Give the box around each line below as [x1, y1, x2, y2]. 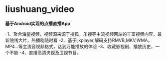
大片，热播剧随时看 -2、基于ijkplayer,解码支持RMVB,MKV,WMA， [18, 37, 153, 43]
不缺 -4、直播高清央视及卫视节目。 [9, 50, 81, 56]
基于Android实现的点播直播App [5, 20, 71, 26]
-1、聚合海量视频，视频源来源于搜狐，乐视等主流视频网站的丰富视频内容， [5, 31, 158, 37]
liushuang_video [5, 3, 75, 15]
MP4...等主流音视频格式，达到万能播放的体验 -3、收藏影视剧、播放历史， [5, 43, 156, 49]
